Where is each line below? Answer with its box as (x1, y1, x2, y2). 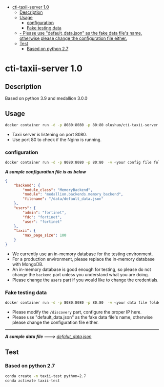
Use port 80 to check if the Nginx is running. (12, 137, 102, 143)
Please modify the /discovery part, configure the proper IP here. (12, 309, 142, 315)
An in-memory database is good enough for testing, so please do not (12, 266, 151, 272)
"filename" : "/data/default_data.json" (22, 196, 104, 201)
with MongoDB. (12, 261, 44, 267)
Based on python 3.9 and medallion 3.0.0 (5, 96, 88, 101)
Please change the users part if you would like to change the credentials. (12, 277, 159, 283)
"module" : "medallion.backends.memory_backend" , (22, 192, 123, 197)
